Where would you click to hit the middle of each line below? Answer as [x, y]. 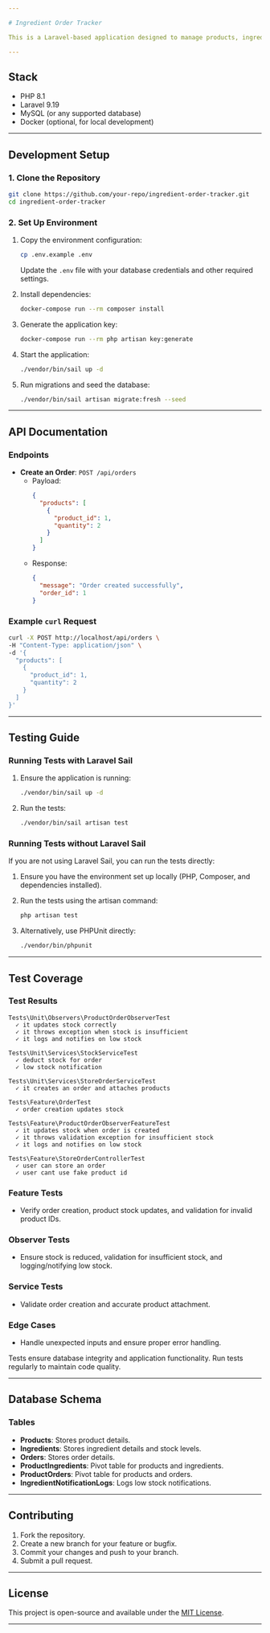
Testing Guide [44, 738]
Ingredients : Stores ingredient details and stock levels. [110, 1448]
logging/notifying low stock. [66, 1266]
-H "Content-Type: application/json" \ [75, 645]
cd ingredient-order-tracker [57, 202]
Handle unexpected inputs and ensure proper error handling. [121, 1343]
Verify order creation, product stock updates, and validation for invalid [136, 1211]
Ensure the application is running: [75, 778]
